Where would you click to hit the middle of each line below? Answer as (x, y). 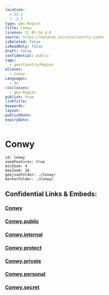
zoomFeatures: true (25, 162)
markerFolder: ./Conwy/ (29, 179)
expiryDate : (17, 120)
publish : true (20, 97)
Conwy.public (22, 221)
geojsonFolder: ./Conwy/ (30, 175)
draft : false (18, 51)
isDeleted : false (23, 42)
